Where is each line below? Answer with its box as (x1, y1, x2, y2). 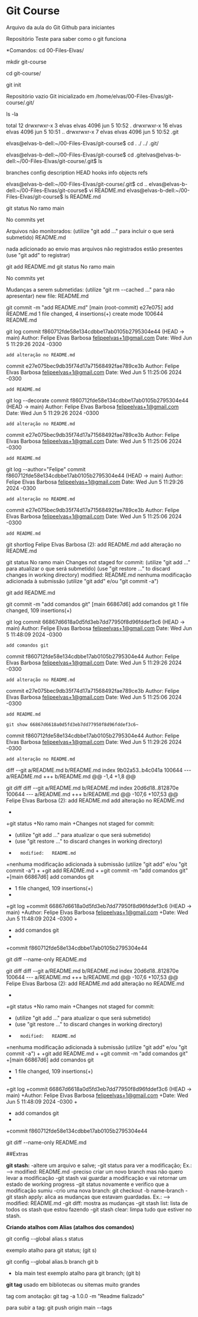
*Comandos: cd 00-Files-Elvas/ (6, 46, 84, 54)
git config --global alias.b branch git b (6, 1258, 99, 1265)
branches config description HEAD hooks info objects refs (6, 169, 148, 176)
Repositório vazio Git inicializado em (6, 92, 95, 100)
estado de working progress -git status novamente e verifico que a (6, 1181, 169, 1188)
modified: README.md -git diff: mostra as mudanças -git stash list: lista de (6, 1199, 188, 1207)
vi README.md (89, 187, 126, 194)
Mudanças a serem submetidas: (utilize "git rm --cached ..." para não (6, 286, 175, 293)
